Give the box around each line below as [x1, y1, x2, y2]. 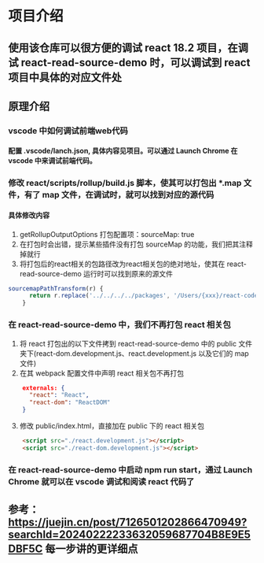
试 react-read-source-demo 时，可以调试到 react [8, 56, 251, 69]
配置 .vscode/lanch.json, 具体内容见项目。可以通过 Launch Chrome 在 [8, 146, 238, 156]
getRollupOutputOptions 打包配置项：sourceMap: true [19, 229, 195, 239]
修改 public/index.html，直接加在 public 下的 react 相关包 [19, 421, 204, 431]
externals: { [22, 383, 65, 392]
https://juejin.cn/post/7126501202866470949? [8, 516, 247, 529]
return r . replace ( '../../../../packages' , [28, 292, 170, 300]
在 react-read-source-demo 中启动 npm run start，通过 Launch [8, 464, 253, 475]
